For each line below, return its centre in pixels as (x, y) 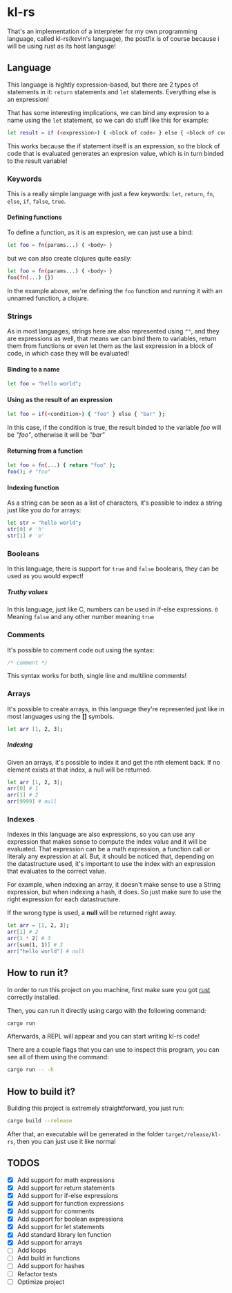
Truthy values (28, 592)
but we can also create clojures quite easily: (70, 258)
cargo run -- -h (30, 1070)
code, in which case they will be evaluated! (68, 354)
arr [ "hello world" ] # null (46, 951)
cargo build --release (40, 1121)
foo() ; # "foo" (29, 472)
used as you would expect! (46, 576)
